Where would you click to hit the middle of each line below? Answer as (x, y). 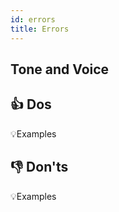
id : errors (33, 19)
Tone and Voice (60, 69)
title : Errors (40, 29)
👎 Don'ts (39, 167)
